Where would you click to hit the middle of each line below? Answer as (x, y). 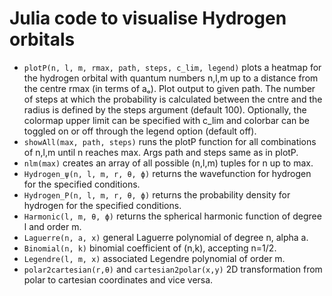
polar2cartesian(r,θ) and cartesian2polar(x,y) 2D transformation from (173, 269)
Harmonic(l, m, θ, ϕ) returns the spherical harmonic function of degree (172, 216)
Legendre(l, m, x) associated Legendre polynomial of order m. (154, 258)
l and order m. (52, 226)
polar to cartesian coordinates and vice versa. (118, 279)
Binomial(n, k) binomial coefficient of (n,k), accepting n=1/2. (150, 248)
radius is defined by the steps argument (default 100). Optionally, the (165, 109)
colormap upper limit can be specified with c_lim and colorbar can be (166, 120)
